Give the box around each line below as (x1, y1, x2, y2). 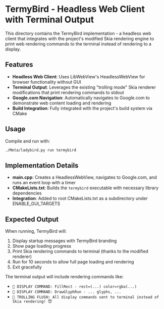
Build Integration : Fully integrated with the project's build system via (12, 105, 153, 111)
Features (5, 60, 33, 69)
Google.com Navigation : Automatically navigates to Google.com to (12, 95, 150, 101)
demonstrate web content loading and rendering (12, 100, 111, 106)
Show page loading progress (12, 243, 71, 249)
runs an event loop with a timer (12, 180, 76, 186)
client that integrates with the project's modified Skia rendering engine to (5, 36, 155, 42)
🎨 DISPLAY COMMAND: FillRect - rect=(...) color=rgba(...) (12, 284, 137, 289)
